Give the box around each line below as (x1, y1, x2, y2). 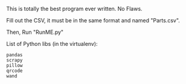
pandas (6, 52, 23, 58)
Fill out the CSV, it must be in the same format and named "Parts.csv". (6, 17, 180, 24)
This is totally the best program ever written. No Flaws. (6, 5, 143, 12)
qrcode (6, 68, 23, 74)
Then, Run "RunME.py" (6, 28, 64, 36)
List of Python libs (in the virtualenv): (6, 40, 98, 47)
